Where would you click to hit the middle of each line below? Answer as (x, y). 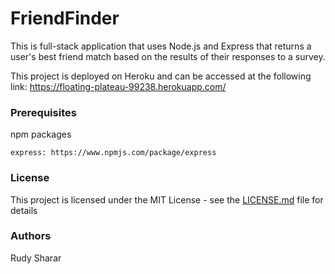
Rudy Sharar (36, 258)
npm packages (41, 134)
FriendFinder (65, 18)
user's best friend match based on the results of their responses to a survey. (168, 56)
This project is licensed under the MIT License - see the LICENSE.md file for (167, 199)
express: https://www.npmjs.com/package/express (113, 153)
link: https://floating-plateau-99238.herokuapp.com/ (118, 86)
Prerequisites (43, 112)
